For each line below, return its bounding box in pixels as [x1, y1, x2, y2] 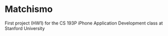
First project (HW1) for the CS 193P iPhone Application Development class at [5, 20, 163, 26]
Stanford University [5, 25, 45, 31]
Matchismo [5, 3, 53, 15]
